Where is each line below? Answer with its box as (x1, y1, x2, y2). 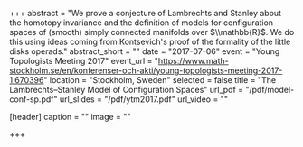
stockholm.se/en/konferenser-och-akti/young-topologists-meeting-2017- (9, 65, 283, 76)
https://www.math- (157, 56, 229, 66)
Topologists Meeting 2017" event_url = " (9, 56, 159, 66)
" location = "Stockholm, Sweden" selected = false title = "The (43, 75, 277, 85)
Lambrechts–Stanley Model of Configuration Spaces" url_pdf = (9, 85, 244, 95)
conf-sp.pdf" (9, 94, 58, 105)
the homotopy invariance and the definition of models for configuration (9, 17, 274, 28)
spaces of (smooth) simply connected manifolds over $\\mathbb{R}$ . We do (9, 27, 295, 37)
